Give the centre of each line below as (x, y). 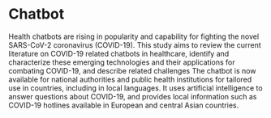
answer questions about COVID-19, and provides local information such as (133, 96)
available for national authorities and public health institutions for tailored (130, 79)
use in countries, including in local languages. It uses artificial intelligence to (135, 88)
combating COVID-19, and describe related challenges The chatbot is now (132, 70)
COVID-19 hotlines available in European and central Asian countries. (124, 105)
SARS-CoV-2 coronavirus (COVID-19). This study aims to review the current (135, 44)
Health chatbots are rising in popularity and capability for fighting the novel (134, 36)
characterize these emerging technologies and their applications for (122, 62)
